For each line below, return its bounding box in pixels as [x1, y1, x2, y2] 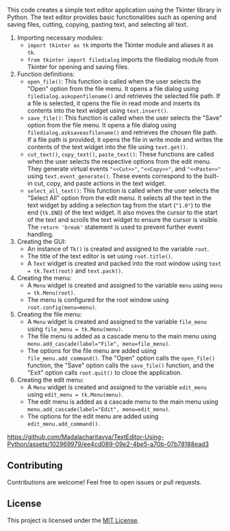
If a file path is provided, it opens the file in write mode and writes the [27, 136, 223, 143]
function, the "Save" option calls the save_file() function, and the [27, 361, 214, 369]
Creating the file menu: [16, 310, 82, 318]
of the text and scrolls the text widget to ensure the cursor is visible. [27, 216, 220, 223]
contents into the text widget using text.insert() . [27, 106, 169, 114]
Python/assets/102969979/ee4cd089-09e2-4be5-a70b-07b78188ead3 [7, 440, 209, 448]
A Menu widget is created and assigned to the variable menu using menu [27, 281, 222, 289]
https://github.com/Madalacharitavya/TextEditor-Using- [7, 433, 164, 441]
